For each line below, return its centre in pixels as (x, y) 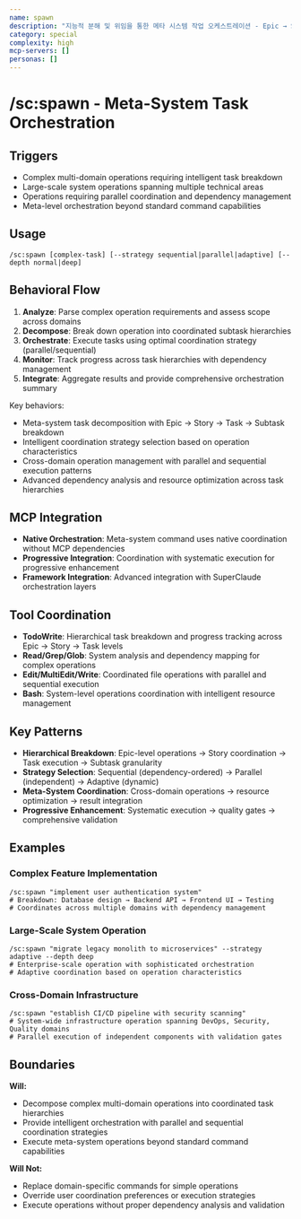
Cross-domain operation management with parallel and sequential (144, 461)
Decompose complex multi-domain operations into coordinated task (148, 1103)
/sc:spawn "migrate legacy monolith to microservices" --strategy (136, 949)
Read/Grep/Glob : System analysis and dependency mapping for (141, 656)
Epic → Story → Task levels (73, 646)
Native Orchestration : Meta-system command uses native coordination (155, 539)
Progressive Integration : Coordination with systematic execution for (148, 558)
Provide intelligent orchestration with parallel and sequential (133, 1123)
